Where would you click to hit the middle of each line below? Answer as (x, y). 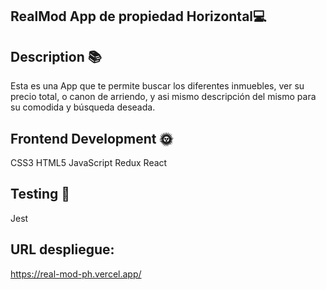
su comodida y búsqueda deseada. (83, 107)
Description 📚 (56, 56)
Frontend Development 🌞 (91, 138)
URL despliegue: (62, 249)
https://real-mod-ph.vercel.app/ (76, 274)
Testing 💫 (40, 194)
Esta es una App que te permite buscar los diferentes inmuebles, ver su (157, 86)
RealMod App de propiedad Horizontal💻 (138, 16)
